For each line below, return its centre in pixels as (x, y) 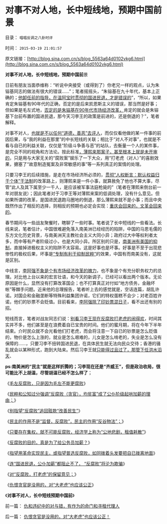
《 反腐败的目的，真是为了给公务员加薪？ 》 (49, 442)
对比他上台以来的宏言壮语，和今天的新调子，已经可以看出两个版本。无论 (88, 276)
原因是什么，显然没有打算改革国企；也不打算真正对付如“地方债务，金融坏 (80, 283)
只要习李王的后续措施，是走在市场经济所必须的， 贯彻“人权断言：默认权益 (80, 174)
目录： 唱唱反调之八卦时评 (29, 37)
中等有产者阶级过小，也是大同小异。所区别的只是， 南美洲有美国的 (85, 241)
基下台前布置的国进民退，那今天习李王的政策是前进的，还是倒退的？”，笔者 (83, 116)
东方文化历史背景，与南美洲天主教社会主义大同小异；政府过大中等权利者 (79, 235)
